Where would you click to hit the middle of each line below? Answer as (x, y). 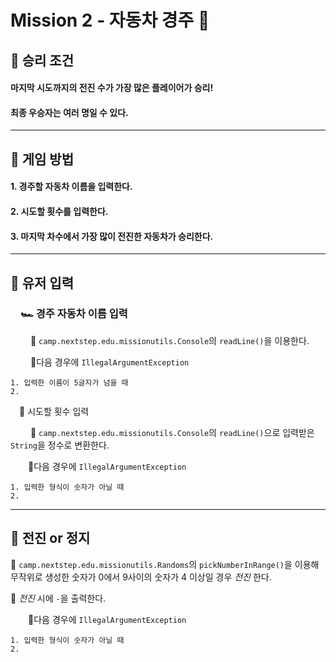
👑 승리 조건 (42, 60)
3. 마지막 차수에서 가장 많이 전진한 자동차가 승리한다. (112, 236)
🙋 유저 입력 (42, 282)
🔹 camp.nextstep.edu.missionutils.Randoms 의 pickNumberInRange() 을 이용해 (165, 564)
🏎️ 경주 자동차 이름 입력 (74, 314)
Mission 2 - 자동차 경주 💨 (110, 20)
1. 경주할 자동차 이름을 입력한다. (71, 187)
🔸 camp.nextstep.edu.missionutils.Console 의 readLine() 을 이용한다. (169, 340)
